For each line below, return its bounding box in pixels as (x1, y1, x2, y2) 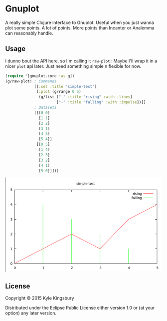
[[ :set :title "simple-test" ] (34, 84, 97, 89)
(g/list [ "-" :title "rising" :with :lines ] (38, 94, 133, 100)
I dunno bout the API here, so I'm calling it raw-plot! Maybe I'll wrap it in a (5, 58, 158, 64)
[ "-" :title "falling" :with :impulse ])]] (56, 100, 146, 105)
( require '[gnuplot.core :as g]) (5, 73, 75, 78)
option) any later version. (5, 310, 56, 316)
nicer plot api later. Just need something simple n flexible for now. (5, 63, 142, 69)
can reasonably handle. (5, 30, 53, 36)
